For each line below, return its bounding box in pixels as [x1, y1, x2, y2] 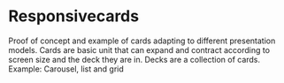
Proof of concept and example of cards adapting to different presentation [8, 35, 276, 46]
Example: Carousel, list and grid [8, 64, 125, 74]
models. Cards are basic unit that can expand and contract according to [8, 44, 271, 55]
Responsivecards [8, 6, 139, 26]
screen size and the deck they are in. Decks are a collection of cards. [8, 54, 261, 64]
